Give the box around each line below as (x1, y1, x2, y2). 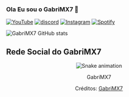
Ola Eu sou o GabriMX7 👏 (6, 5, 79, 13)
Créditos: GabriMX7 (75, 85, 123, 92)
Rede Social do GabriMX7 (6, 47, 102, 57)
